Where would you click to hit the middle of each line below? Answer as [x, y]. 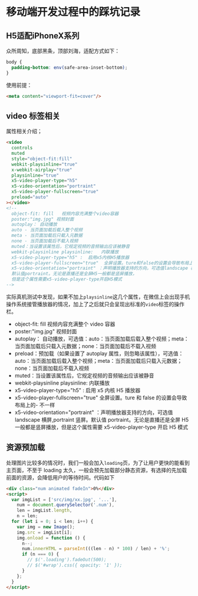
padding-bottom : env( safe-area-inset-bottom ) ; [70, 67]
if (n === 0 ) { [40, 554]
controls [22, 148]
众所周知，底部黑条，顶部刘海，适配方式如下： [63, 51]
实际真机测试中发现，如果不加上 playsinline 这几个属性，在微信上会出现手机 [98, 297]
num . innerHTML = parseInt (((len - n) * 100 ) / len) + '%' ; [96, 549]
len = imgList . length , [44, 511]
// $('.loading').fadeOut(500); [67, 560]
